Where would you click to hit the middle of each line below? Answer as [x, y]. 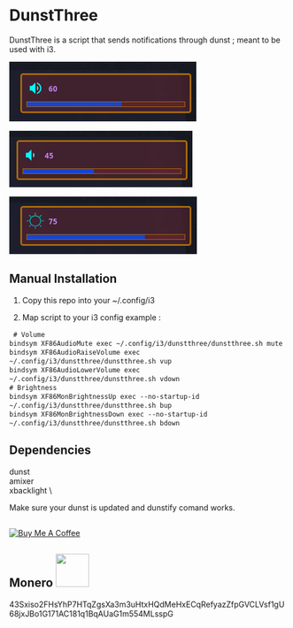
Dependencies [50, 451]
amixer [22, 481]
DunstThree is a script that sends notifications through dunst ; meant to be [145, 40]
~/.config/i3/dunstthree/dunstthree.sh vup [91, 361]
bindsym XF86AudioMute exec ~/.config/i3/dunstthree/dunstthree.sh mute [146, 343]
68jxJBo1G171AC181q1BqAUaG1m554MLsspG [92, 613]
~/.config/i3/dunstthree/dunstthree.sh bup [91, 405]
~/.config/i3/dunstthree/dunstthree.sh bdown [94, 423]
